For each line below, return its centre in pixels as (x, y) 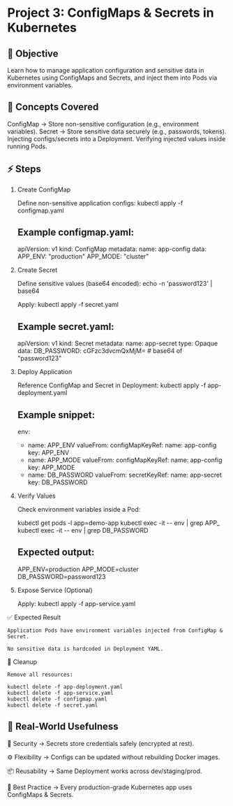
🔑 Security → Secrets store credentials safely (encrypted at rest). (101, 743)
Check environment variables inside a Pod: (79, 510)
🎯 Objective (33, 53)
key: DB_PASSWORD (58, 482)
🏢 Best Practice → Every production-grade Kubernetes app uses (100, 787)
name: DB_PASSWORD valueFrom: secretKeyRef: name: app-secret (125, 475)
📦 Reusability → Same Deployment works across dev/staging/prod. (105, 771)
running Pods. (27, 146)
